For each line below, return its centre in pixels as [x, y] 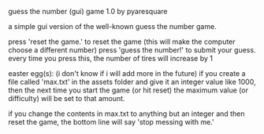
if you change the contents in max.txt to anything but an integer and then [126, 114]
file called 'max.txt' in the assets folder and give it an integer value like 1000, [132, 82]
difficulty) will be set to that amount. [67, 98]
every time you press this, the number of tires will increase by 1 [111, 58]
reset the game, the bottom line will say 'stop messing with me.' [111, 122]
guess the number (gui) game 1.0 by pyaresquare [88, 11]
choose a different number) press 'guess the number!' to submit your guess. [132, 50]
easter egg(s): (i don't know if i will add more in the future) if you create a [127, 73]
